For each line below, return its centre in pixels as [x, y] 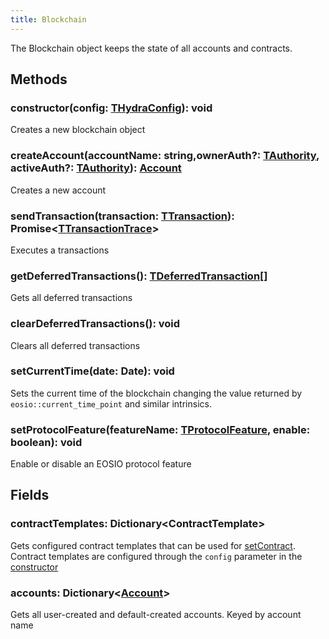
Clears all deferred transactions [75, 345]
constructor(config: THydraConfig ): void [111, 108]
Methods [39, 79]
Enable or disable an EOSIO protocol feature [101, 464]
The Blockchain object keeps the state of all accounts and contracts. [151, 48]
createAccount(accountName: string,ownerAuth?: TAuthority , [165, 156]
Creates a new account [58, 190]
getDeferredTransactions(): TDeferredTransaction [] [139, 276]
